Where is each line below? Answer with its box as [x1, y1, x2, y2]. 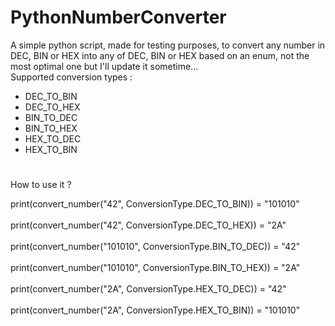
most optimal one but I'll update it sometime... [10, 60, 199, 72]
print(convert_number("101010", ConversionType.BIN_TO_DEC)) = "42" [10, 241, 301, 253]
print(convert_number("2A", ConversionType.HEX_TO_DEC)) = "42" [10, 283, 287, 295]
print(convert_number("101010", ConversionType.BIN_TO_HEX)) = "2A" [10, 262, 301, 274]
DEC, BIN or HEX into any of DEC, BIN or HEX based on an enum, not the [10, 49, 310, 61]
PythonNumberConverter [10, 6, 227, 29]
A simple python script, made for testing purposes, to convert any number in [10, 39, 326, 51]
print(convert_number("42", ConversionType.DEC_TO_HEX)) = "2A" [10, 219, 287, 231]
